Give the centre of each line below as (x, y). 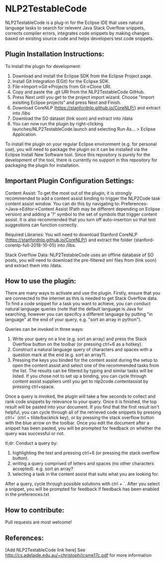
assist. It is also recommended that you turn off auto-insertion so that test (81, 219)
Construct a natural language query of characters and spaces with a (82, 350)
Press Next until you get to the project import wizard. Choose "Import (83, 97)
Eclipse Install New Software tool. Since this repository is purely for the (78, 154)
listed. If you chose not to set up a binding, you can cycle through (79, 376)
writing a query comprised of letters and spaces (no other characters (83, 464)
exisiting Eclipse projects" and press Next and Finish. (67, 102)
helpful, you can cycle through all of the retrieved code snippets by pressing (83, 412)
